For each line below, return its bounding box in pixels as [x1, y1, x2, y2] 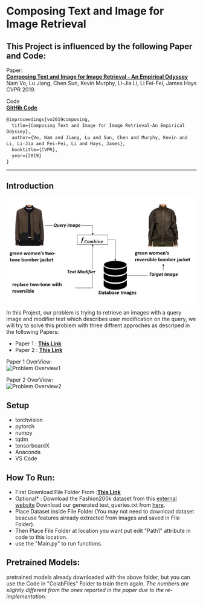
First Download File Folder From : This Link [14, 489, 121, 496]
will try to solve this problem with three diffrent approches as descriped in [6, 322, 190, 329]
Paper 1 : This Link [14, 340, 62, 347]
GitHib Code [6, 104, 37, 111]
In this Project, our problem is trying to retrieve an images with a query [6, 309, 182, 316]
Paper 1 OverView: [6, 358, 53, 365]
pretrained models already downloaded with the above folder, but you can [6, 573, 190, 581]
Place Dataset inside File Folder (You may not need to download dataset [14, 508, 195, 515]
